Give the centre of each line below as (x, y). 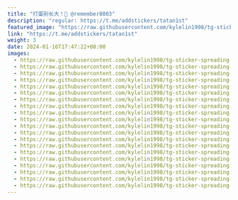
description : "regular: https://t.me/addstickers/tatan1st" (98, 21)
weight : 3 (22, 40)
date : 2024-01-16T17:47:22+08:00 (57, 47)
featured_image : (31, 27)
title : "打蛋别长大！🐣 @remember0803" (61, 14)
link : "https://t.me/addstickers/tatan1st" (73, 34)
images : (19, 54)
